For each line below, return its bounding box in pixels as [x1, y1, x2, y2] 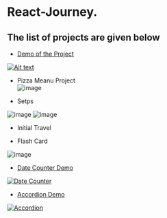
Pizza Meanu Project [16, 76, 76, 85]
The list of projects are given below [7, 32, 160, 43]
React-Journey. [7, 4, 98, 20]
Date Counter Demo [16, 164, 74, 172]
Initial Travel [16, 124, 51, 131]
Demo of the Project [16, 50, 74, 58]
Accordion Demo [16, 190, 65, 198]
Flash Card [16, 137, 48, 145]
